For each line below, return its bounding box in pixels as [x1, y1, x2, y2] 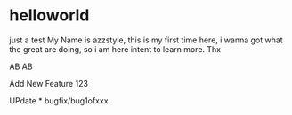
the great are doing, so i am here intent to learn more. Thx [9, 43, 222, 54]
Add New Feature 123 [9, 78, 89, 88]
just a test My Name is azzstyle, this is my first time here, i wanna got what [9, 34, 283, 45]
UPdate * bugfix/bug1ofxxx [9, 95, 109, 106]
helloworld [9, 5, 90, 26]
